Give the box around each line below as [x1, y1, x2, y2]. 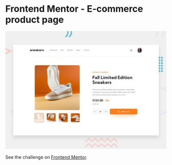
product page [5, 14, 64, 26]
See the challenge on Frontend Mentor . [5, 154, 88, 160]
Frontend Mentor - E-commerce [5, 3, 143, 15]
